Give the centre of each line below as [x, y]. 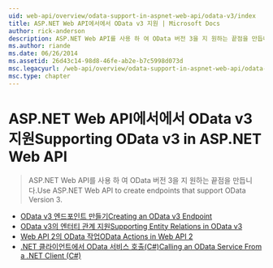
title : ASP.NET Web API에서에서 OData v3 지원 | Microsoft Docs [115, 23]
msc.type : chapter [39, 76]
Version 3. [45, 199]
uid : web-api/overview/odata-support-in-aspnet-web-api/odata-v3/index [132, 16]
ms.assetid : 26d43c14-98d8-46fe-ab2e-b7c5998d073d [96, 62]
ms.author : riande [39, 46]
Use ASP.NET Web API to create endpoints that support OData [141, 190]
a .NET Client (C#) [50, 255]
